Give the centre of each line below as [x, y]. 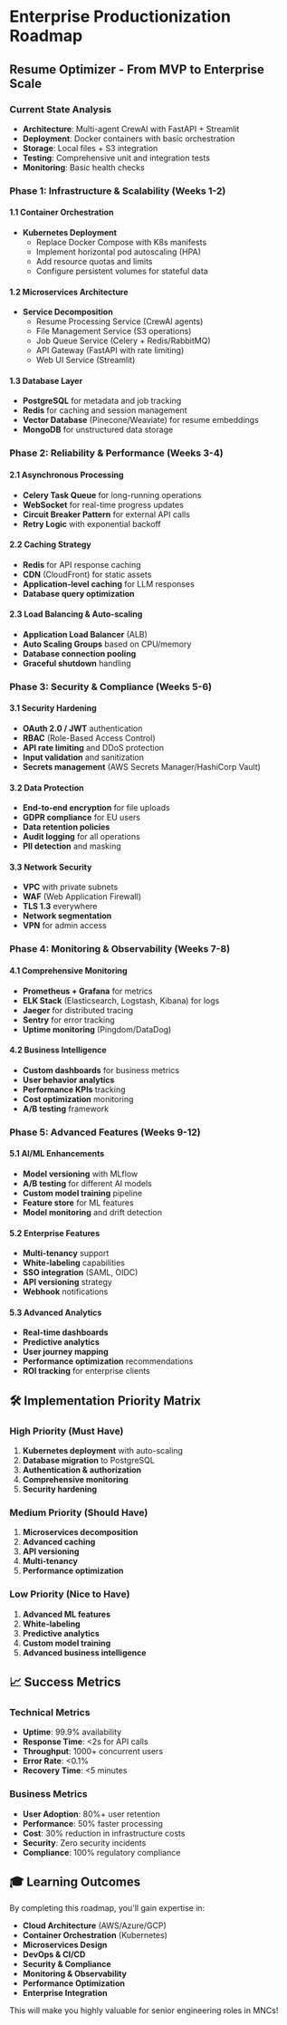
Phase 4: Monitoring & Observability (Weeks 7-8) [120, 949]
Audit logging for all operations [81, 837]
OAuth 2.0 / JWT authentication [82, 729]
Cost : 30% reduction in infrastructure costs [104, 1833]
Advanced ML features [67, 1614]
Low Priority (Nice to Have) [70, 1594]
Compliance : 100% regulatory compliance [101, 1852]
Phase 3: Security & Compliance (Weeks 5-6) [111, 686]
